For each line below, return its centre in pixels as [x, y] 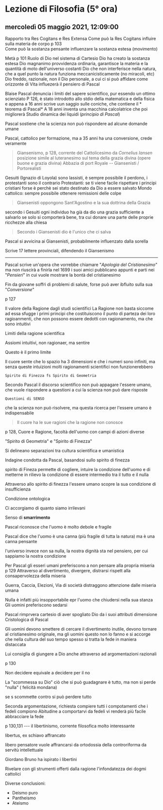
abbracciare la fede [24, 716]
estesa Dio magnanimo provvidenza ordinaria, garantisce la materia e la [77, 63]
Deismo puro [25, 793]
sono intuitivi [18, 324]
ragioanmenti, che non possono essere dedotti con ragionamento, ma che [79, 319]
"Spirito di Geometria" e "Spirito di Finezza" [49, 441]
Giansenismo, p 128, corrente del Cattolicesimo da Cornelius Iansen [85, 153]
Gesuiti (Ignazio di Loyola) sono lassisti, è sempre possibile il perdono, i [76, 178]
